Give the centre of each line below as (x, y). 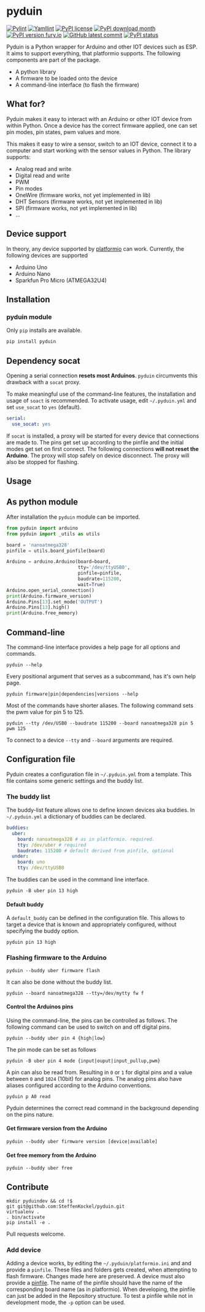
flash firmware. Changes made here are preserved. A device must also (96, 1276)
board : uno (31, 862)
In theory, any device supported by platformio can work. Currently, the (95, 249)
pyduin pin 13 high (31, 942)
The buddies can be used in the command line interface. (78, 879)
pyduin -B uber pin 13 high (42, 891)
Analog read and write (43, 169)
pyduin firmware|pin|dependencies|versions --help (72, 694)
